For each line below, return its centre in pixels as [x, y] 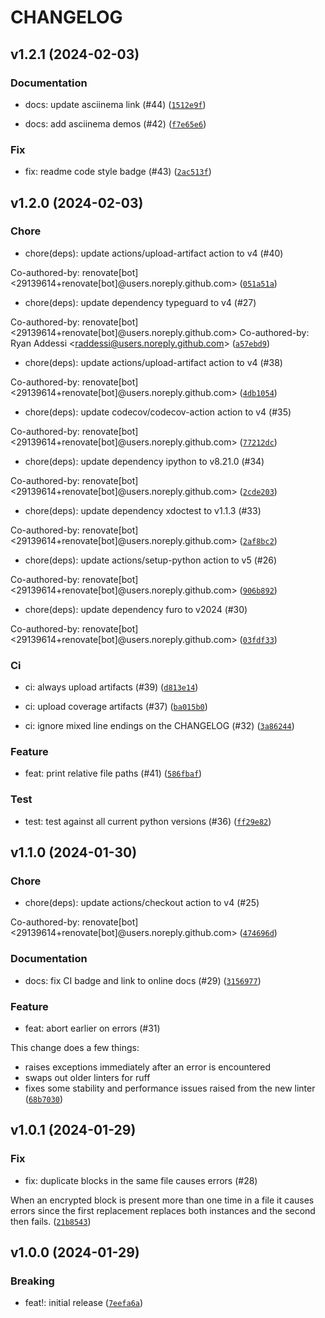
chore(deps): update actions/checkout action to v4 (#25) [142, 903]
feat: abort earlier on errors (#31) [92, 1028]
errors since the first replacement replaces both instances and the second [163, 1210]
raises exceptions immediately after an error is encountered [148, 1067]
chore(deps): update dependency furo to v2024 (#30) [136, 609]
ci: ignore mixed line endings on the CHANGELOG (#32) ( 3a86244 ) [159, 726]
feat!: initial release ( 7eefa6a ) [84, 1303]
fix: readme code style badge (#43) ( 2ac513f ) [118, 172]
